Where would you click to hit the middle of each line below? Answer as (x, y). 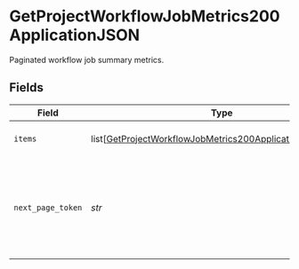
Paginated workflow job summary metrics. (87, 59)
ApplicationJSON (75, 35)
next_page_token (48, 207)
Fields (27, 87)
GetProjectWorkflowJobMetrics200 (145, 16)
